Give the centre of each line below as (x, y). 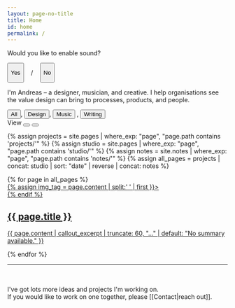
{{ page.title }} (40, 217)
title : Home (24, 20)
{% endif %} (25, 195)
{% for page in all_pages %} (48, 180)
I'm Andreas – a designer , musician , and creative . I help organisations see (113, 92)
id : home (20, 27)
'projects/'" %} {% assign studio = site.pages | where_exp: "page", (103, 143)
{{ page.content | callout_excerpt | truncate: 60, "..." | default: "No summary (116, 233)
